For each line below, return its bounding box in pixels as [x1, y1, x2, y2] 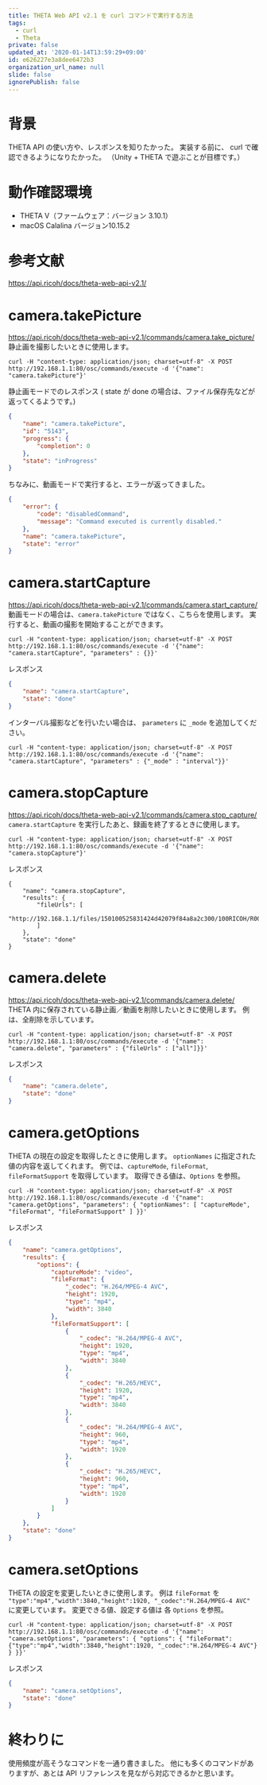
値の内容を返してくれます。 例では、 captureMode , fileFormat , [8, 1161, 209, 1170]
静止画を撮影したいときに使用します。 [8, 342, 133, 352]
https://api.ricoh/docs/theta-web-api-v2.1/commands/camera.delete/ [8, 995, 235, 1005]
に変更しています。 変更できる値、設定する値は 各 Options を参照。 [8, 1605, 228, 1614]
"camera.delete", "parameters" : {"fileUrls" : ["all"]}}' [8, 1044, 208, 1053]
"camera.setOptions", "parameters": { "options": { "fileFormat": [8, 1634, 233, 1643]
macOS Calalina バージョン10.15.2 [19, 221, 130, 230]
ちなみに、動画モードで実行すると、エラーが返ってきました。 [8, 480, 209, 489]
